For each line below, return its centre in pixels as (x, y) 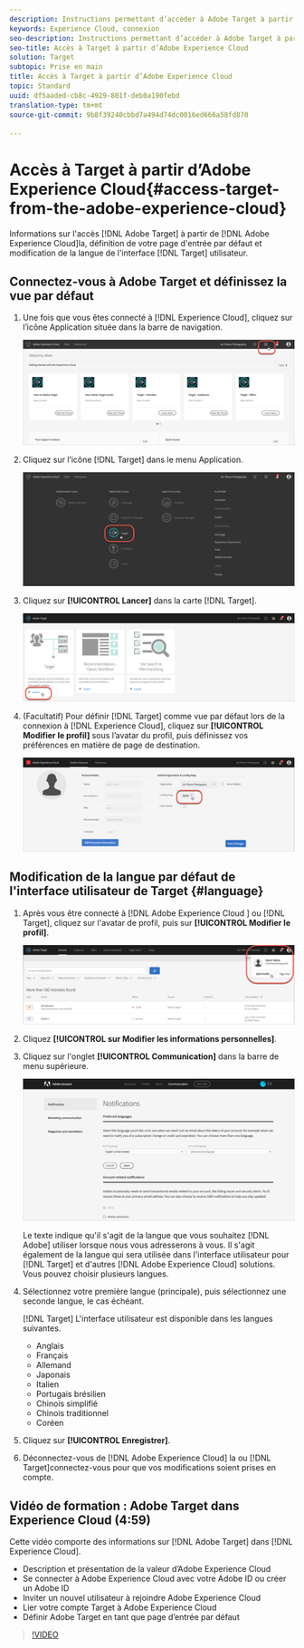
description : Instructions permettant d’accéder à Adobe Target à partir (152, 19)
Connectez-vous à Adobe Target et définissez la (148, 281)
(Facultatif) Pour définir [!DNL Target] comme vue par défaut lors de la (153, 716)
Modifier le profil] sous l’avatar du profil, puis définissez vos (135, 735)
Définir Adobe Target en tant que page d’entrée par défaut (131, 1617)
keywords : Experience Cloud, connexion (85, 29)
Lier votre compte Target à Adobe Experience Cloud (119, 1607)
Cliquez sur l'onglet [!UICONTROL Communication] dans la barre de (151, 1056)
